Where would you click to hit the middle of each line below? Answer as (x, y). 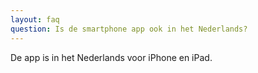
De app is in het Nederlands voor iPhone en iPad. (111, 57)
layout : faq (35, 19)
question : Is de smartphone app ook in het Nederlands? (129, 29)
